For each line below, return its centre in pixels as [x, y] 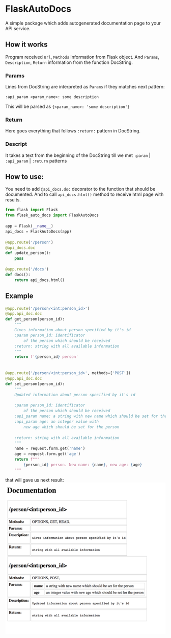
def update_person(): [28, 253]
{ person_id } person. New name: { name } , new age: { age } [83, 465]
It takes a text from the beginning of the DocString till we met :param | [78, 155]
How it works [26, 45]
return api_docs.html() [40, 280]
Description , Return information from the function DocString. [69, 62]
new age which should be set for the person [72, 427]
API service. [18, 28]
